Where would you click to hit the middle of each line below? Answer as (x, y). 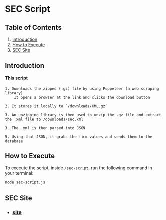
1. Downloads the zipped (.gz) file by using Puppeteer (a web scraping (82, 89)
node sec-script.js (25, 182)
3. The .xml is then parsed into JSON (45, 128)
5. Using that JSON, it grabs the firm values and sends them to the (79, 137)
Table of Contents (34, 28)
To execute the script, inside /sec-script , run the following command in (79, 168)
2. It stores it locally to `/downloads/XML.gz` (56, 106)
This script (17, 78)
